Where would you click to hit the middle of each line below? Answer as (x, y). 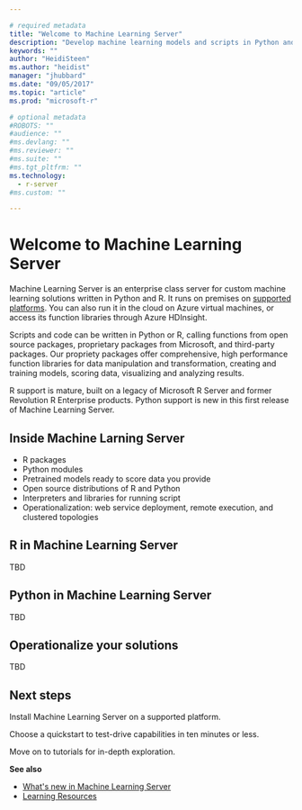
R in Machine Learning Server (93, 545)
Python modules (53, 469)
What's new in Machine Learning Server (97, 787)
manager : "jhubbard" (48, 76)
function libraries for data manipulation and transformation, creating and (143, 364)
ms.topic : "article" (48, 92)
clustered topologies (60, 517)
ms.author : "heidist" (50, 67)
